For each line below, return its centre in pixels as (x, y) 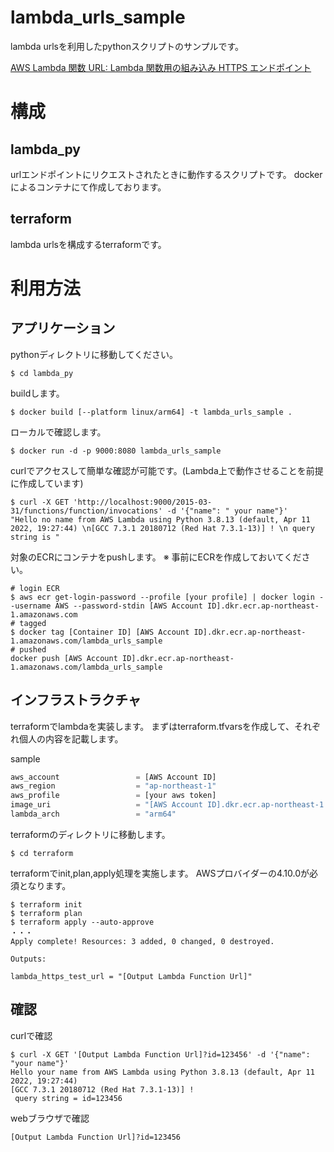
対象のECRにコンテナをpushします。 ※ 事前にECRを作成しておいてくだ (156, 557)
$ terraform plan (46, 913)
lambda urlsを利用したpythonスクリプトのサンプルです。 (127, 46)
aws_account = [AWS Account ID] (113, 777)
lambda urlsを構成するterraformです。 (88, 244)
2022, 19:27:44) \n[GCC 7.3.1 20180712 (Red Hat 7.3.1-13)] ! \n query (162, 528)
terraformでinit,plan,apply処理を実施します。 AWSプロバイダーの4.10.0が (160, 873)
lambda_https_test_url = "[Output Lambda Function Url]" (131, 976)
